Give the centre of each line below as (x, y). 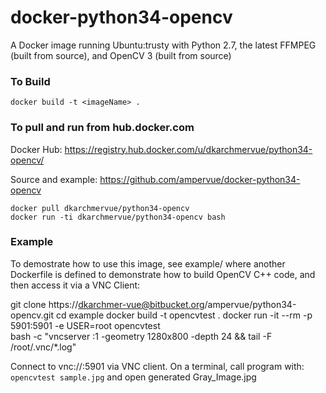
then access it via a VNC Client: (75, 285)
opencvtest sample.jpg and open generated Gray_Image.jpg (133, 377)
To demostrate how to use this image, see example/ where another (148, 263)
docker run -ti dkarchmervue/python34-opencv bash (118, 217)
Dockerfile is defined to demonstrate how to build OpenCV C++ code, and (163, 274)
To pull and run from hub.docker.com (102, 128)
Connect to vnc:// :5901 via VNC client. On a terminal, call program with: (157, 366)
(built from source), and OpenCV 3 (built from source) (121, 55)
